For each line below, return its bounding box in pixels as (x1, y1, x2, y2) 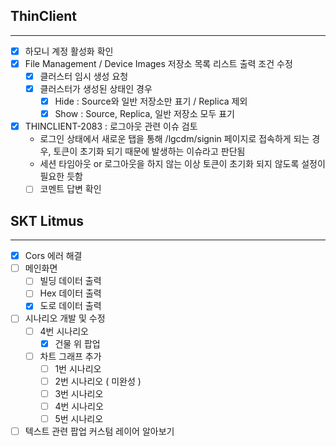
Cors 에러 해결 (24, 250, 83, 262)
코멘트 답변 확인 (39, 183, 102, 195)
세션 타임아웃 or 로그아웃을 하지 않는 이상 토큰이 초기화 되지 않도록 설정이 (39, 158, 326, 170)
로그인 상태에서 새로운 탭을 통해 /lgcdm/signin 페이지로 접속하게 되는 (39, 133, 310, 145)
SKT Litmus (10, 212, 85, 229)
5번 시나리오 (54, 412, 104, 424)
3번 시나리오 (54, 387, 104, 399)
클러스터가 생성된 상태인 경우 (39, 83, 153, 94)
